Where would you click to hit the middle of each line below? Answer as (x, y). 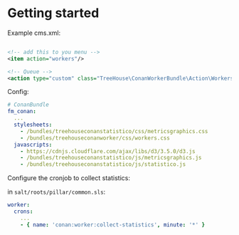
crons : (23, 211)
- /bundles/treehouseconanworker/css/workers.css (95, 138)
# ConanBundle (28, 105)
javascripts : (33, 145)
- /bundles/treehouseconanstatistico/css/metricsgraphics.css (114, 131)
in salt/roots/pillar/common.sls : (57, 192)
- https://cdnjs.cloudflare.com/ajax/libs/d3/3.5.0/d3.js (108, 151)
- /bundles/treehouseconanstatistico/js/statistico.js (103, 164)
